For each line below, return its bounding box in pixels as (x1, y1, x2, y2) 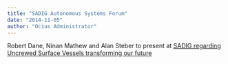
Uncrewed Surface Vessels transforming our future (7, 49, 152, 57)
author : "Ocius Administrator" (7, 23, 97, 30)
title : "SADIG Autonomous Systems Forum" (7, 10, 128, 17)
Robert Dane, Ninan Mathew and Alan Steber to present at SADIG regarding (7, 42, 222, 50)
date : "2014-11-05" (7, 17, 63, 23)
